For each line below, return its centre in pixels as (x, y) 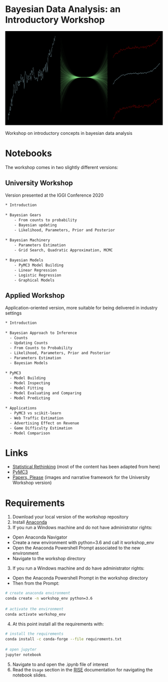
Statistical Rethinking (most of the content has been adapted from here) (86, 467)
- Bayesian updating (35, 225)
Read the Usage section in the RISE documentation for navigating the (82, 670)
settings (13, 313)
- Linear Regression (35, 270)
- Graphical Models (34, 280)
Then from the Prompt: (36, 583)
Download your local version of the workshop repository (70, 517)
